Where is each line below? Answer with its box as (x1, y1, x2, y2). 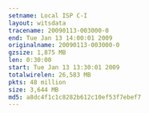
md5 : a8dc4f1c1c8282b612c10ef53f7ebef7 (8, 93, 142, 101)
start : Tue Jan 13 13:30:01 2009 (8, 64, 120, 72)
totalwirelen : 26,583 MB (8, 71, 91, 79)
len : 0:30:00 (8, 56, 52, 64)
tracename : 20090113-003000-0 (8, 26, 110, 34)
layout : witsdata (8, 19, 66, 27)
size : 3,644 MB (8, 85, 59, 94)
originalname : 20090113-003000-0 (8, 41, 120, 49)
